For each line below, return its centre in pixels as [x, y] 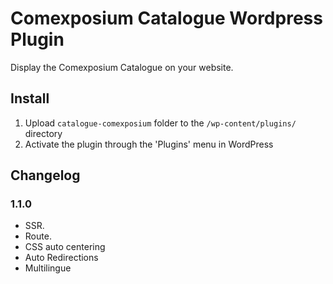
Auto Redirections [61, 258]
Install [30, 98]
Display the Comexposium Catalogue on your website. [122, 67]
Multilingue [48, 268]
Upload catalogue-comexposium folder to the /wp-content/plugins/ [160, 123]
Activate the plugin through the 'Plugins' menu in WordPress [149, 144]
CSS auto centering [65, 247]
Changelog [45, 175]
